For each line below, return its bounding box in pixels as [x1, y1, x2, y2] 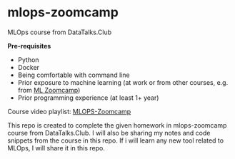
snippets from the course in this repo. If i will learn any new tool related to [7, 136, 224, 145]
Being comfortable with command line [17, 71, 130, 79]
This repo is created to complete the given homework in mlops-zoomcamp [7, 120, 227, 129]
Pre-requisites [7, 41, 51, 50]
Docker [17, 63, 40, 71]
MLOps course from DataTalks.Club [7, 28, 112, 36]
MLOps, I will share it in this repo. [7, 143, 106, 152]
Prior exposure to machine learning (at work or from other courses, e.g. [17, 78, 229, 86]
